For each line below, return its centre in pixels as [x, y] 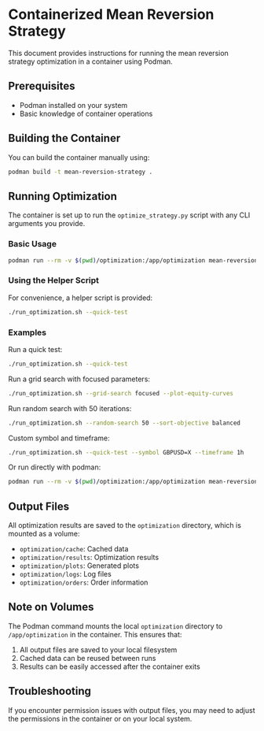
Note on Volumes [51, 607]
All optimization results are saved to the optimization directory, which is [125, 525]
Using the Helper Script [54, 280]
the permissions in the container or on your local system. [100, 718]
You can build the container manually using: [79, 157]
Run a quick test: [35, 349]
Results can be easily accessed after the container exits [110, 666]
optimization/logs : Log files [65, 574]
